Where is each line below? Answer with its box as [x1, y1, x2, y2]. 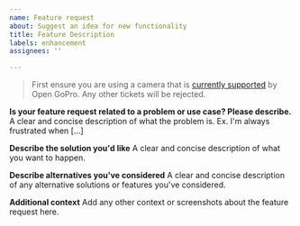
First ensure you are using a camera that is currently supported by [31, 79, 277, 90]
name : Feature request [9, 13, 95, 23]
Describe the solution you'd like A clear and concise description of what [9, 143, 281, 154]
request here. [9, 206, 59, 217]
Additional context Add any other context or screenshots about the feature [9, 197, 289, 208]
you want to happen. [9, 152, 86, 163]
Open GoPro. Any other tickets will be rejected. [31, 89, 206, 100]
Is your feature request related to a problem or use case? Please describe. [9, 106, 292, 117]
